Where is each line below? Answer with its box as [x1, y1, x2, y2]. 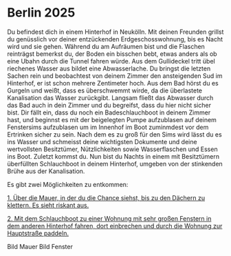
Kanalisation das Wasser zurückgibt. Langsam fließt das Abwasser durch [7, 93, 214, 101]
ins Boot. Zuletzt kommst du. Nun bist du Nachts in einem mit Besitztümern [7, 152, 220, 160]
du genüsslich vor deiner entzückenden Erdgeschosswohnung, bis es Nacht [7, 35, 223, 43]
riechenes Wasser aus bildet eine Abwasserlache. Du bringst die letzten [7, 64, 211, 72]
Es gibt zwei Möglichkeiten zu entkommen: [7, 180, 129, 188]
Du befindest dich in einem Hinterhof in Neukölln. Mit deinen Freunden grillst [7, 28, 224, 36]
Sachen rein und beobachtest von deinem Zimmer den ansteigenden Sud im [7, 71, 223, 80]
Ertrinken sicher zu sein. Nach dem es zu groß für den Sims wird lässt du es [7, 130, 222, 139]
